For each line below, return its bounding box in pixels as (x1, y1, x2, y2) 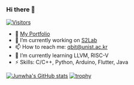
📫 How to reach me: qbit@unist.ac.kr (14, 43, 108, 51)
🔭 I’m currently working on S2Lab (14, 37, 98, 44)
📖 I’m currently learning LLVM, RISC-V (14, 52, 109, 59)
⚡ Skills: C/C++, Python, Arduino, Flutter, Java (14, 59, 129, 66)
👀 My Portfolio (14, 30, 50, 37)
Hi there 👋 (6, 5, 36, 14)
